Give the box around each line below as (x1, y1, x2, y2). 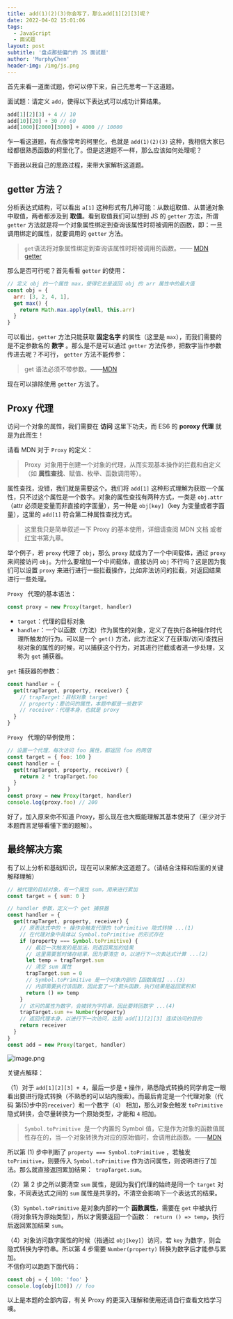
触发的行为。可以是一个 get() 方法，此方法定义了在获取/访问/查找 (29, 634, 218, 643)
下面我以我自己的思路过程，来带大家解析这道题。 (7, 161, 147, 170)
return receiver (19, 1022, 67, 1029)
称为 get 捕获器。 (17, 652, 67, 660)
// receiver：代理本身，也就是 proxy (19, 706, 120, 714)
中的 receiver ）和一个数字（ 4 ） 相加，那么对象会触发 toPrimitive (35, 1101, 223, 1109)
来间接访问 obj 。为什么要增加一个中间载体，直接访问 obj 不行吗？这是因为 (7, 558, 220, 565)
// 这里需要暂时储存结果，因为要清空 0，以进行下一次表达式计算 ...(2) (25, 951, 209, 957)
